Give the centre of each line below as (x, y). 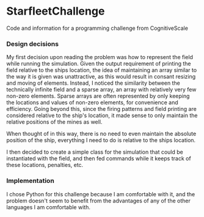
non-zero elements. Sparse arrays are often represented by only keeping (98, 96)
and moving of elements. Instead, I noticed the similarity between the (93, 83)
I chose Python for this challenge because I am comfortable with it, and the (101, 194)
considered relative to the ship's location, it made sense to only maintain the (102, 116)
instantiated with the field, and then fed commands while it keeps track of (99, 158)
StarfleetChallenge (56, 11)
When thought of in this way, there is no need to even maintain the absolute (101, 134)
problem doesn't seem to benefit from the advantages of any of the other (98, 201)
